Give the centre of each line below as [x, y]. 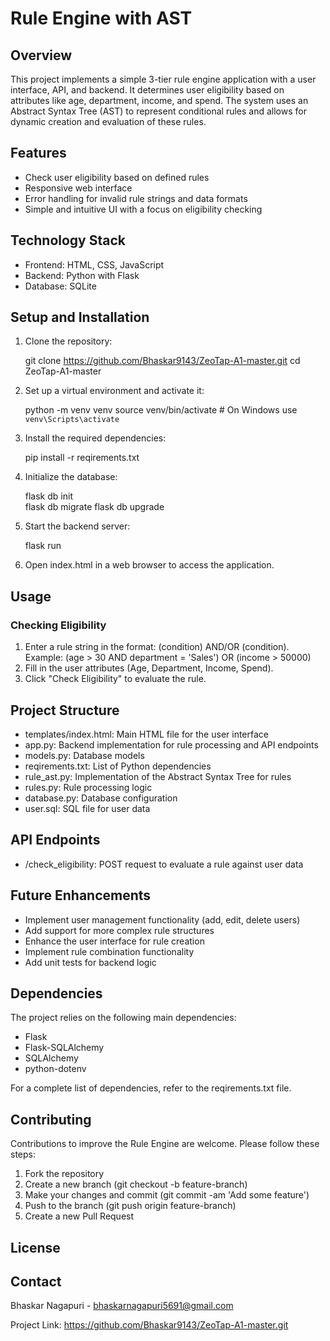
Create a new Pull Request [79, 1216]
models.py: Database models [84, 755]
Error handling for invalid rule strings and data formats [136, 198]
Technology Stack [68, 240]
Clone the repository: [68, 341]
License [35, 1247]
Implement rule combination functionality [109, 951]
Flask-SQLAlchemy [64, 1048]
